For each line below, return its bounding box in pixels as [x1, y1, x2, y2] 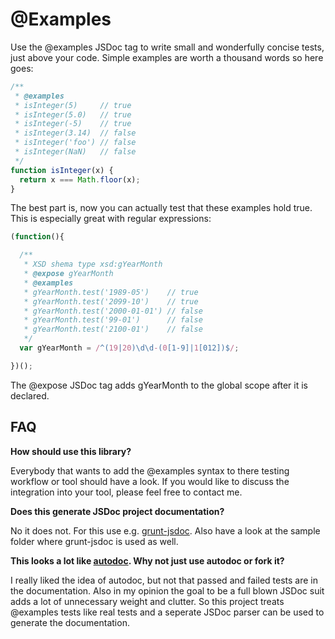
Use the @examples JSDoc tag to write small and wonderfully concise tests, [10, 41, 325, 53]
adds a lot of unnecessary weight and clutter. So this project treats [10, 595, 285, 607]
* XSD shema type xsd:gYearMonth [23, 259, 163, 270]
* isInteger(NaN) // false [14, 147, 137, 157]
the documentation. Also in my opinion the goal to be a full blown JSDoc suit [10, 584, 325, 597]
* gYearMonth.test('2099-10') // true [23, 296, 199, 307]
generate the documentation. [10, 616, 130, 628]
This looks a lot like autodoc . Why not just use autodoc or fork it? [10, 554, 285, 567]
